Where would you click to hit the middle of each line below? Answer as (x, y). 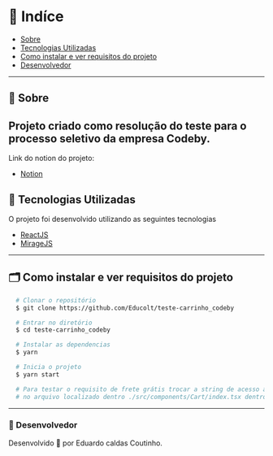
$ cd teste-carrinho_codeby (63, 330)
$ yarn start (38, 374)
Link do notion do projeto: (52, 159)
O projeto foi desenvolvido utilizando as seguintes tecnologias (113, 219)
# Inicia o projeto (49, 367)
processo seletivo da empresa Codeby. (109, 139)
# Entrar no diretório (54, 323)
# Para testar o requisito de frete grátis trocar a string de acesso (138, 389)
